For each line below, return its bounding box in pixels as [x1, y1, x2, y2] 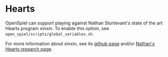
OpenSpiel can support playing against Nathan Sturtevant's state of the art [5, 20, 163, 26]
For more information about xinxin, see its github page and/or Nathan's [5, 40, 155, 46]
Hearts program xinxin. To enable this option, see [5, 25, 109, 31]
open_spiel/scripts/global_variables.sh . [5, 31, 94, 37]
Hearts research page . [5, 46, 53, 52]
